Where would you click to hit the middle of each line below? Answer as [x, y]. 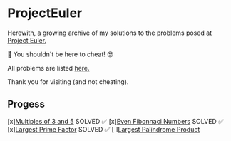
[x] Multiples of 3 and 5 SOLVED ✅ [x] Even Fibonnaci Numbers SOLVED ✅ [116, 121]
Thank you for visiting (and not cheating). [68, 82]
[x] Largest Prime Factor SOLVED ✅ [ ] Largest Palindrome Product [104, 129]
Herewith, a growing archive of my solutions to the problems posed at [110, 33]
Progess [26, 104]
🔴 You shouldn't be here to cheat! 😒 [61, 54]
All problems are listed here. [49, 68]
